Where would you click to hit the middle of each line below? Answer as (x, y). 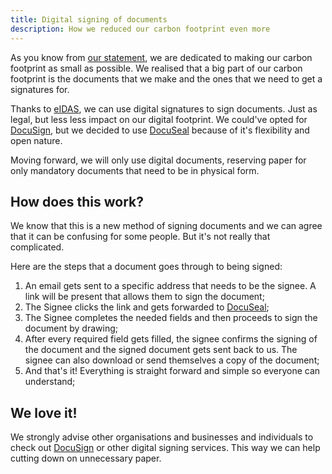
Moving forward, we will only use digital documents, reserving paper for (158, 160)
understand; (50, 382)
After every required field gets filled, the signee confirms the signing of (171, 339)
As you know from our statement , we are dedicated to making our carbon (161, 57)
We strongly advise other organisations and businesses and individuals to (162, 437)
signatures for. (40, 89)
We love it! (44, 412)
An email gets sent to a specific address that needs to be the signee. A (170, 286)
